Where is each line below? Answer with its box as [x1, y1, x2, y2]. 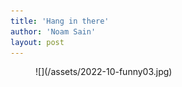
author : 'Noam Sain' [10, 26, 97, 37]
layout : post [10, 37, 65, 47]
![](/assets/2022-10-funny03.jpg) [35, 66, 173, 78]
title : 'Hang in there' [10, 16, 110, 26]
